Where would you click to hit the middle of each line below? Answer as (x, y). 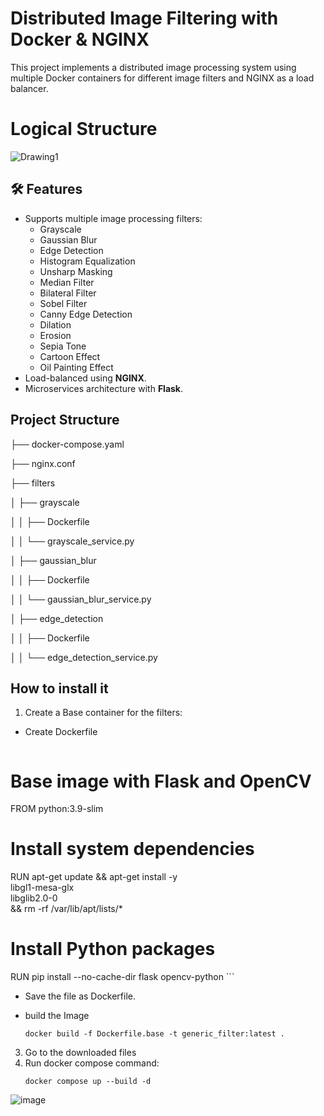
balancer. (29, 88)
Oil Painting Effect (76, 367)
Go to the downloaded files (80, 1053)
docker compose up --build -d (88, 1082)
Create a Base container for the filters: (103, 713)
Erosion (55, 335)
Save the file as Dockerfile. (80, 996)
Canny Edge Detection (86, 314)
